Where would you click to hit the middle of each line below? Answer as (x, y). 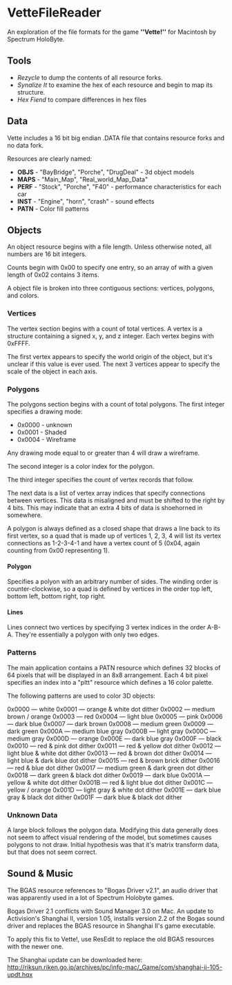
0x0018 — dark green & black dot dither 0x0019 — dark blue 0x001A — (109, 775)
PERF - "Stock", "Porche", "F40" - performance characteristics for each (119, 186)
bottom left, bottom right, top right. (56, 596)
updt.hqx (20, 974)
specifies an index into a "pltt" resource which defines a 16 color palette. (110, 682)
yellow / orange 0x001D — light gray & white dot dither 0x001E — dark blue (114, 790)
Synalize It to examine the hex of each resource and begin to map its (115, 85)
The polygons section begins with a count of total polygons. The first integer (116, 404)
